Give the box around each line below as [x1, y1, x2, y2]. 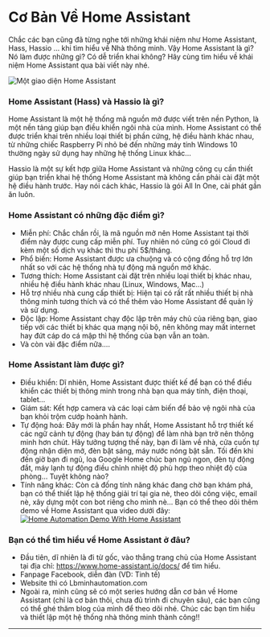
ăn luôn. [8, 190, 35, 199]
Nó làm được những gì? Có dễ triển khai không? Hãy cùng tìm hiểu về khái [8, 51, 253, 61]
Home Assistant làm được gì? [8, 359, 125, 370]
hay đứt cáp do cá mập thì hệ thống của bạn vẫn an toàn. [19, 331, 210, 340]
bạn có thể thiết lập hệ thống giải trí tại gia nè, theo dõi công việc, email [19, 488, 257, 498]
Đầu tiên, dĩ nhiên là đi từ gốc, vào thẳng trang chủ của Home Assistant [19, 553, 257, 562]
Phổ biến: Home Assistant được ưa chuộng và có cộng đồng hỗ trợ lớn [19, 253, 253, 263]
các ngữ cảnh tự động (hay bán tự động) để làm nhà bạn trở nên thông [19, 429, 255, 438]
